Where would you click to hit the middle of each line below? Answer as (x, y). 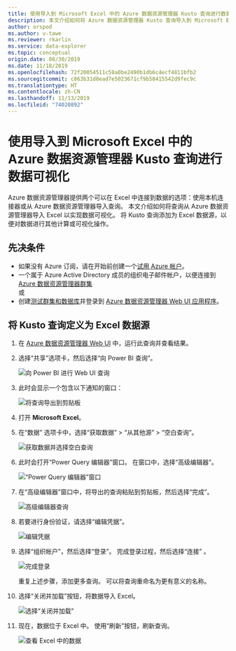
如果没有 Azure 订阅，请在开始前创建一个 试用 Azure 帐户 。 (103, 266)
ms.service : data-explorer (47, 46)
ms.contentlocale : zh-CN (44, 92)
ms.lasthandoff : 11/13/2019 (49, 99)
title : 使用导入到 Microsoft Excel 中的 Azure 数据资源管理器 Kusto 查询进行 (114, 14)
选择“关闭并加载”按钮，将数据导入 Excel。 (78, 596)
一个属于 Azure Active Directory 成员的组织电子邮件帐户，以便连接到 (117, 274)
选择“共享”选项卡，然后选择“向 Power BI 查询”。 (87, 358)
